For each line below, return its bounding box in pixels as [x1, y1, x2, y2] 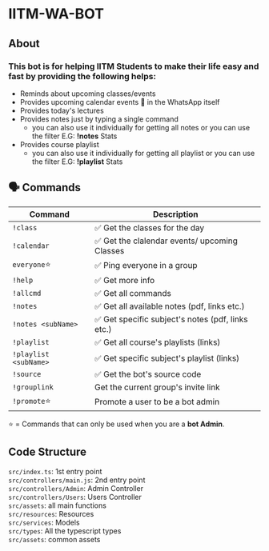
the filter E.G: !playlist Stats [31, 157, 123, 166]
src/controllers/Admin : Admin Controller [8, 483, 144, 493]
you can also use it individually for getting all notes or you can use [31, 122, 251, 132]
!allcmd [12, 289, 42, 297]
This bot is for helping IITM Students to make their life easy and [8, 61, 259, 72]
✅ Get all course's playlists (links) [94, 337, 221, 348]
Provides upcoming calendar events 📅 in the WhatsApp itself [19, 97, 220, 106]
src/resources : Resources [8, 509, 94, 518]
